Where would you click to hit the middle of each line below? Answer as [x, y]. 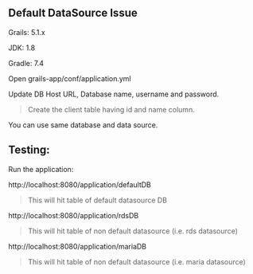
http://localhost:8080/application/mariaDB [78, 246]
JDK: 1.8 [22, 48]
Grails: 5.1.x [27, 32]
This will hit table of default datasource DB [97, 200]
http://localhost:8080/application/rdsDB [74, 215]
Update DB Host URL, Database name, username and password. [114, 94]
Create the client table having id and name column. [111, 109]
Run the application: [41, 169]
